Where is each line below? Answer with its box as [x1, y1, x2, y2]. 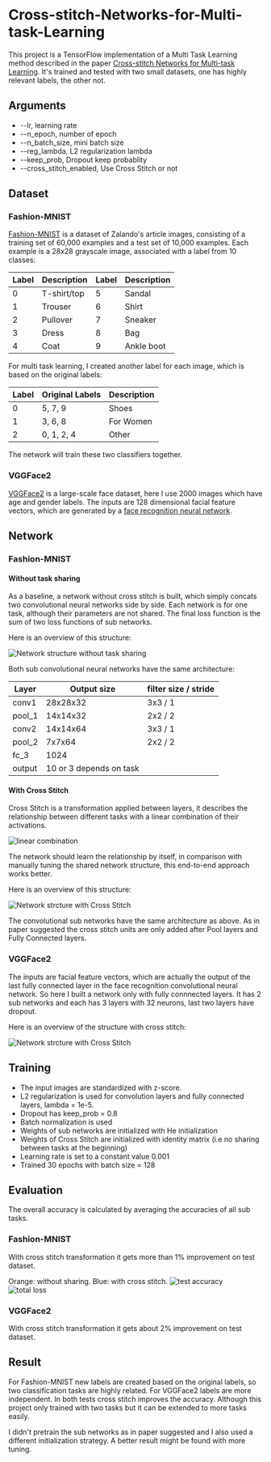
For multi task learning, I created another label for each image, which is [8, 362, 244, 371]
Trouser [41, 301, 72, 312]
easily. [8, 1411, 30, 1421]
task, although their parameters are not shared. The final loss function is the [8, 608, 261, 618]
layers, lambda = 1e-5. [19, 1100, 94, 1109]
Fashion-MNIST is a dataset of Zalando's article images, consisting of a [8, 229, 246, 239]
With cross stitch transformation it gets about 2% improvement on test [8, 1323, 242, 1333]
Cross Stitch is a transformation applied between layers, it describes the [8, 803, 248, 813]
